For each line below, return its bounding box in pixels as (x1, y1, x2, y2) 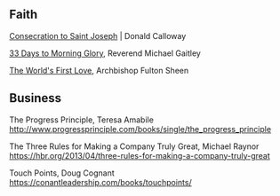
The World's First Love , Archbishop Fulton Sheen (9, 65, 189, 75)
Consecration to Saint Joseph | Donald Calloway (9, 30, 187, 41)
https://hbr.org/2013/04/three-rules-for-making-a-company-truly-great (9, 150, 271, 161)
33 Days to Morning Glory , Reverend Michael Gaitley (9, 48, 202, 59)
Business (9, 90, 62, 106)
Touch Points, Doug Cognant (9, 168, 116, 178)
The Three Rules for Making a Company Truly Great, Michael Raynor (9, 141, 260, 152)
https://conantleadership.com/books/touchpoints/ (9, 176, 193, 187)
